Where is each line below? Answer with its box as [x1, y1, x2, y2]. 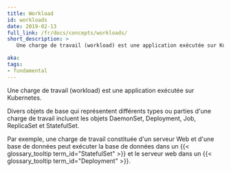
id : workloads [7, 17, 48, 23]
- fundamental [7, 67, 48, 74]
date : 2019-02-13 [7, 23, 57, 30]
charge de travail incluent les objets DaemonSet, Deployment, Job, [7, 114, 197, 122]
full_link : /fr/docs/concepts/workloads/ [7, 29, 128, 36]
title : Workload [7, 10, 54, 17]
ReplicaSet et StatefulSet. [7, 121, 80, 129]
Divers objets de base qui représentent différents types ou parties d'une [7, 107, 212, 115]
